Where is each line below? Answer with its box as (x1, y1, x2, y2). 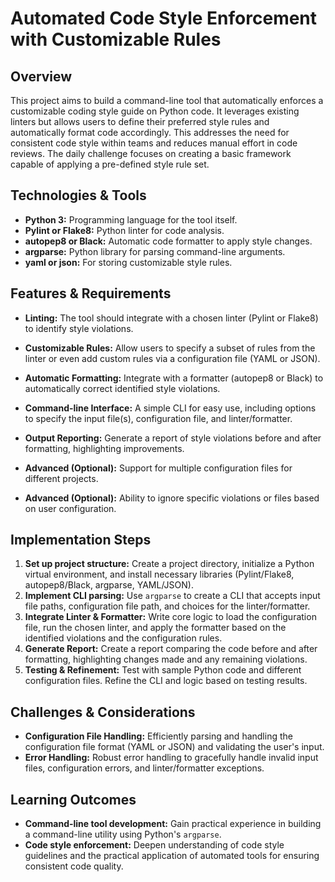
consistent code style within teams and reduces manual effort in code (10, 137, 298, 149)
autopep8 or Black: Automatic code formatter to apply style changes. (24, 235, 313, 247)
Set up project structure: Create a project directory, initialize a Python (24, 558, 315, 570)
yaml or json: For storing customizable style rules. (24, 256, 233, 268)
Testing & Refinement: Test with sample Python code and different (24, 664, 302, 676)
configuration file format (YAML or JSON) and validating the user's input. (24, 741, 325, 753)
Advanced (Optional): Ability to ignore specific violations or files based (24, 492, 320, 504)
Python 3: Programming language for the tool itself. (24, 213, 238, 226)
